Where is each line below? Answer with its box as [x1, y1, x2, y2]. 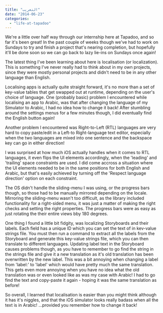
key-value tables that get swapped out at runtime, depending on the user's [5, 89, 155, 95]
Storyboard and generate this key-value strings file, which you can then [5, 236, 149, 242]
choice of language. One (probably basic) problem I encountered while [5, 95, 147, 100]
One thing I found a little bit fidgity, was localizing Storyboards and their [5, 220, 149, 226]
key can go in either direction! [5, 140, 65, 146]
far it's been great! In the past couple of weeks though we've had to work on [5, 39, 159, 45]
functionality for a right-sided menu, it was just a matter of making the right [5, 200, 156, 206]
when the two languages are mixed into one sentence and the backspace [5, 135, 152, 141]
